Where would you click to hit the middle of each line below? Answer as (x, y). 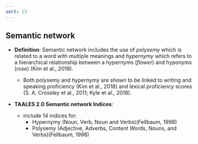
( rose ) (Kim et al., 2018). (44, 69)
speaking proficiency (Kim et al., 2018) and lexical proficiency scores (108, 87)
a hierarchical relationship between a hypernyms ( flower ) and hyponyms (103, 62)
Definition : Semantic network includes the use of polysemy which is (98, 50)
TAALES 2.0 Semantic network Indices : (64, 104)
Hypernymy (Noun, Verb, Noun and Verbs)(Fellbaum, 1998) (104, 122)
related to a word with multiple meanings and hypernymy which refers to (103, 56)
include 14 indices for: (50, 116)
